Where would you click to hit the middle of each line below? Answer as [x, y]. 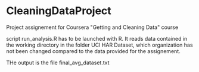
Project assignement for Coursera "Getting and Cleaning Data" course [92, 27]
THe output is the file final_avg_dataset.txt [58, 63]
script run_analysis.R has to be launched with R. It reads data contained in [97, 38]
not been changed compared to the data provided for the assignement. [93, 51]
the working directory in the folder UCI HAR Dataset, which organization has [99, 45]
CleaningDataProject [59, 11]
